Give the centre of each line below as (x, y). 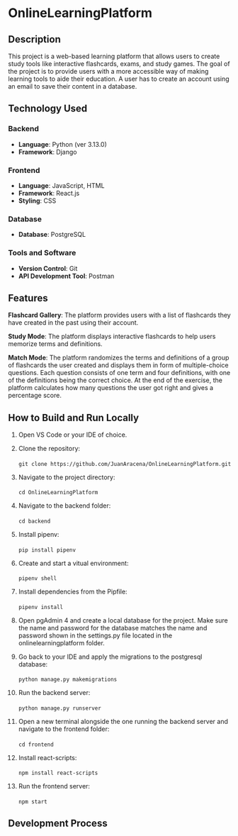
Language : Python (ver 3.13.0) (62, 144)
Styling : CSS (37, 201)
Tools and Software (42, 253)
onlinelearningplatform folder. (61, 642)
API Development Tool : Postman (66, 276)
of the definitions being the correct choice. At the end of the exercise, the (115, 380)
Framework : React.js (49, 193)
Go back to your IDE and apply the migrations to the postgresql (110, 657)
